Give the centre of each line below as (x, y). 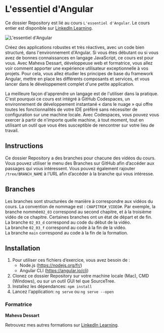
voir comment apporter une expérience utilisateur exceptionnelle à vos (77, 68)
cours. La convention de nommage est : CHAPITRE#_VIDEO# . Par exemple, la (81, 206)
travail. (12, 130)
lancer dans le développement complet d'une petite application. (70, 84)
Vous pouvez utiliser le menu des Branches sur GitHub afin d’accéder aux (80, 163)
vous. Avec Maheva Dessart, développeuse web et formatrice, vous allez (79, 63)
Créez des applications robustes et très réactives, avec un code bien (75, 47)
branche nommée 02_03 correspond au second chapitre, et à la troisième (78, 212)
